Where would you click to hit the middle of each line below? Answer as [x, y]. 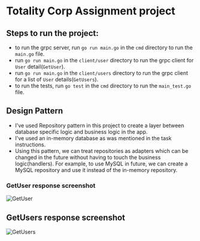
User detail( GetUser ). [40, 67]
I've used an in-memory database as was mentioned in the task [93, 138]
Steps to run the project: [52, 33]
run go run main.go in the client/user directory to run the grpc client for [104, 60]
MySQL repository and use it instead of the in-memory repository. [96, 170]
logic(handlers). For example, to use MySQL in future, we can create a [101, 164]
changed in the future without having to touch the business [88, 157]
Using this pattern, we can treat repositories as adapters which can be [101, 150]
